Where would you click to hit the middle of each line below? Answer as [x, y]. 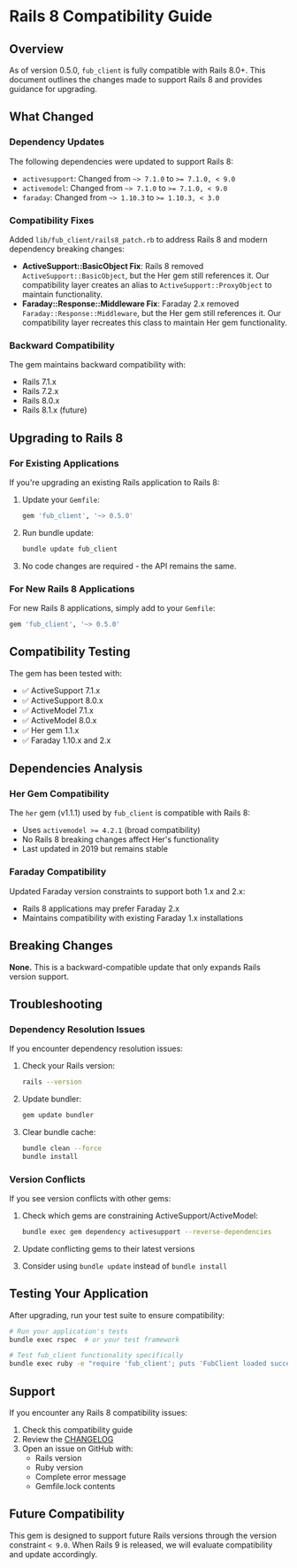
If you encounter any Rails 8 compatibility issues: [99, 1412]
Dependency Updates [57, 142]
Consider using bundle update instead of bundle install [125, 1266]
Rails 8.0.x [41, 401]
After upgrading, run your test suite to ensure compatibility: [117, 1315]
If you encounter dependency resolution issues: [96, 1049]
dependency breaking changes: [67, 249]
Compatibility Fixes [52, 220]
